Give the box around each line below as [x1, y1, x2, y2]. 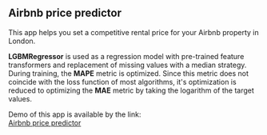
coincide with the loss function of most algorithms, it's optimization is [8, 77, 237, 86]
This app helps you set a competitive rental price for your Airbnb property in [8, 27, 259, 37]
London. [8, 36, 36, 46]
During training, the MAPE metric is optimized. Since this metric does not [8, 68, 249, 78]
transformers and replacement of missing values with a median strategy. [8, 60, 247, 69]
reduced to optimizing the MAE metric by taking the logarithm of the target [8, 85, 254, 95]
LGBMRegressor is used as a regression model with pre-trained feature [8, 51, 245, 61]
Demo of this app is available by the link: [8, 109, 141, 119]
